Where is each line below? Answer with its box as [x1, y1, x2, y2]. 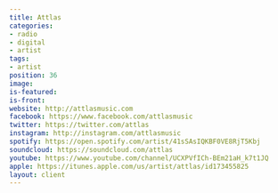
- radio [9, 29, 38, 38]
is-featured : [9, 87, 58, 96]
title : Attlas [9, 12, 62, 22]
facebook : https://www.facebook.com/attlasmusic [9, 112, 193, 121]
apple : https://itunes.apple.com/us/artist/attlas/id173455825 [9, 162, 249, 171]
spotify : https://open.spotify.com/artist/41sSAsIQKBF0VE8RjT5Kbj [9, 137, 261, 146]
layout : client [9, 170, 66, 179]
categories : [9, 21, 53, 30]
